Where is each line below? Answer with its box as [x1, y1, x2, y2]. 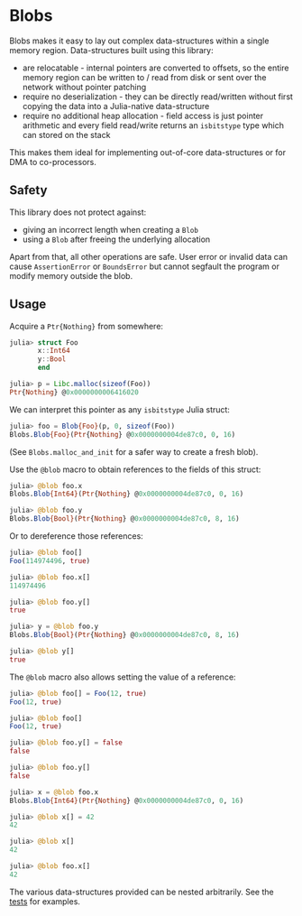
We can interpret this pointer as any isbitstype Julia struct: [9, 403, 230, 415]
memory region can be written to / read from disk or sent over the [22, 71, 267, 82]
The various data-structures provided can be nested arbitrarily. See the [9, 886, 274, 897]
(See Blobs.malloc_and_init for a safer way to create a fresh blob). [9, 446, 259, 457]
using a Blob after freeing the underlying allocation [22, 234, 211, 245]
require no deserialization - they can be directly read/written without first [22, 91, 293, 102]
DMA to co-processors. [9, 156, 96, 167]
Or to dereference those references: [9, 531, 144, 541]
